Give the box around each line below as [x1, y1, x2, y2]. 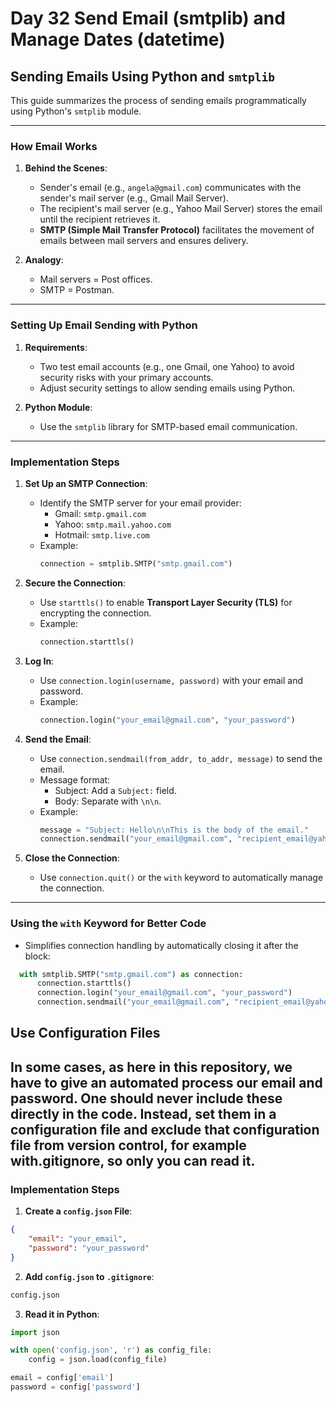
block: [24, 950, 51, 962]
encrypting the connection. [39, 607, 152, 619]
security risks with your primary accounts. [39, 371, 214, 383]
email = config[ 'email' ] [10, 1373, 114, 1383]
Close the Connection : [24, 852, 120, 864]
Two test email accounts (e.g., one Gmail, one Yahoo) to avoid [39, 360, 295, 372]
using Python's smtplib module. [10, 105, 142, 117]
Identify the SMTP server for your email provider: [39, 497, 242, 509]
